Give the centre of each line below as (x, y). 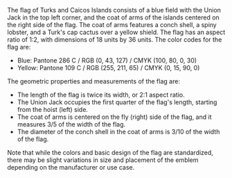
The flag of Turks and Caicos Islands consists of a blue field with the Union (114, 10)
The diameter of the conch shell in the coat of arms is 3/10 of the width (118, 132)
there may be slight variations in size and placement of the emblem (103, 160)
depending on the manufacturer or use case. (71, 167)
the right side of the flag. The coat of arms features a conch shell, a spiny (112, 25)
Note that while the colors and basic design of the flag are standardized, (110, 153)
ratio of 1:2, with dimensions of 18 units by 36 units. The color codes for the (115, 40)
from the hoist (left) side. (53, 110)
